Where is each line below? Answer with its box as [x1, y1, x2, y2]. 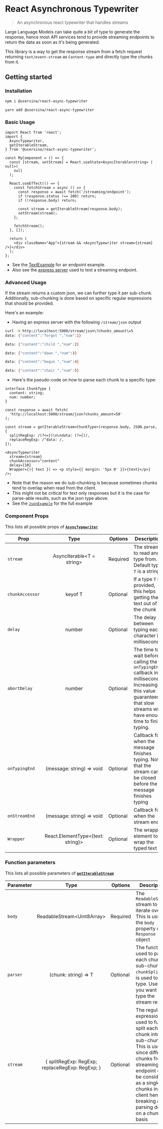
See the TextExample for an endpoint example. [12, 261, 106, 268]
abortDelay [7, 685, 33, 691]
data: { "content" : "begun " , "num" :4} [5, 359, 79, 364]
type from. [133, 555, 158, 562]
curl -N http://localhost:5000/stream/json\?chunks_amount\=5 [5, 328, 133, 333]
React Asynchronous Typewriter [5, 3, 139, 15]
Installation [5, 87, 33, 94]
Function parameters [5, 859, 56, 866]
